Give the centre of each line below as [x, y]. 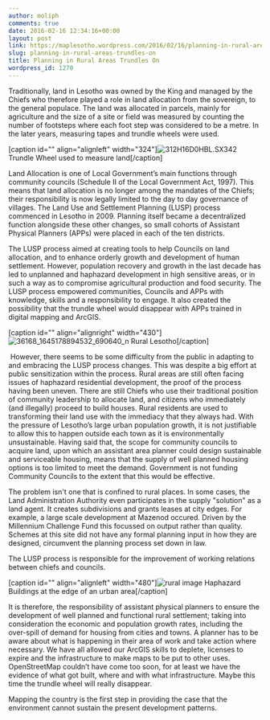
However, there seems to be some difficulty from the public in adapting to [132, 356]
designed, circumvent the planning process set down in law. [108, 542]
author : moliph [34, 16]
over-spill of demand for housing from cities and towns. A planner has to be [133, 632]
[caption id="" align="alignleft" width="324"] [83, 149]
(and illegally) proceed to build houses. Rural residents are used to [118, 407]
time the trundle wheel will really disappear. [80, 683]
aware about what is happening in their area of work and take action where [133, 640]
